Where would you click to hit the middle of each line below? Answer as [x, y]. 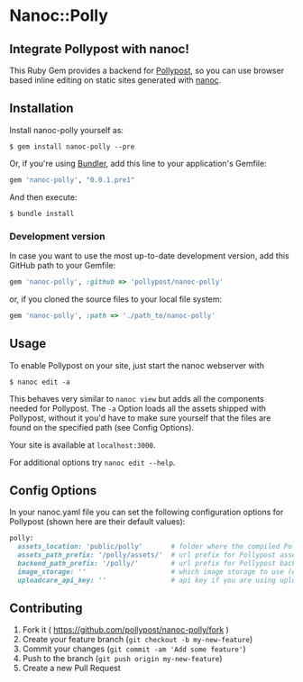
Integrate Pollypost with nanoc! [99, 49]
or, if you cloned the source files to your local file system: [116, 299]
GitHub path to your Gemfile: [63, 265]
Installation [41, 109]
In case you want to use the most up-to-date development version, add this [150, 255]
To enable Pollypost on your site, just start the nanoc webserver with [137, 365]
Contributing [46, 608]
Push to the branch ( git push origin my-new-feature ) [122, 659]
